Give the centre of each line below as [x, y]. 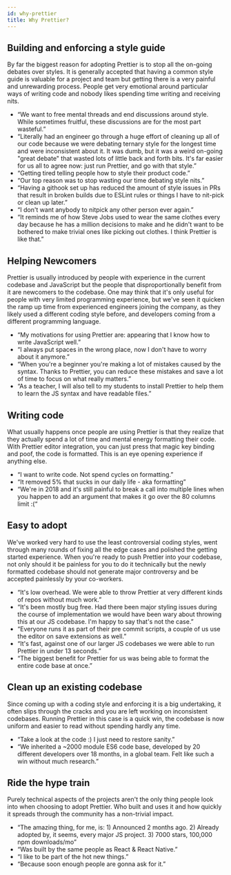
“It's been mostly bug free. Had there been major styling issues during [117, 607]
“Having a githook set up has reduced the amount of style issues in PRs [119, 188]
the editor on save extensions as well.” [72, 636]
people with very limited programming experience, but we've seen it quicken [116, 299]
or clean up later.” [42, 203]
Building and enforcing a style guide [86, 48]
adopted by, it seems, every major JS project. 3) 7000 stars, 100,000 [114, 835]
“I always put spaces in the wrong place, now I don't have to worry [112, 350]
